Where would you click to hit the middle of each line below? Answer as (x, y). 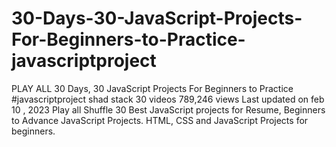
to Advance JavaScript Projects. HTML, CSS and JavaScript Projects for (160, 120)
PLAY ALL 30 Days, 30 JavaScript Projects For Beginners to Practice (152, 88)
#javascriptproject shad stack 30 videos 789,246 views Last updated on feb (168, 99)
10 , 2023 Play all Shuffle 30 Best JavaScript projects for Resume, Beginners (168, 109)
